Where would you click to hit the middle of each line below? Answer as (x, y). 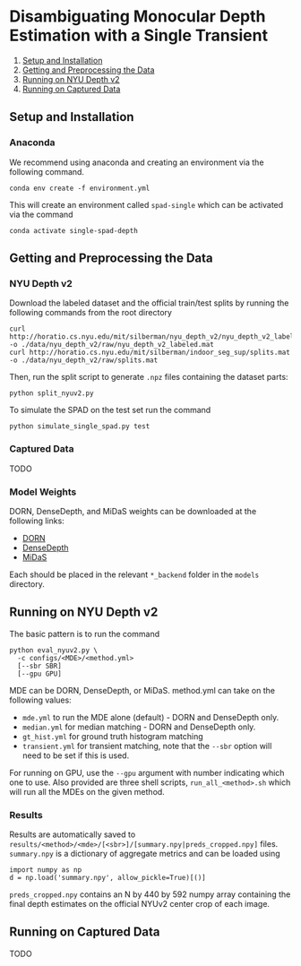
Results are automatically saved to (73, 834)
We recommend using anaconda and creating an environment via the (137, 162)
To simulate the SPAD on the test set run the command (110, 410)
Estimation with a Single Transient (139, 35)
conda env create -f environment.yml (80, 188)
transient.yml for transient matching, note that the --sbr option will (147, 746)
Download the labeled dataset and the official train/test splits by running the (149, 303)
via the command (41, 214)
